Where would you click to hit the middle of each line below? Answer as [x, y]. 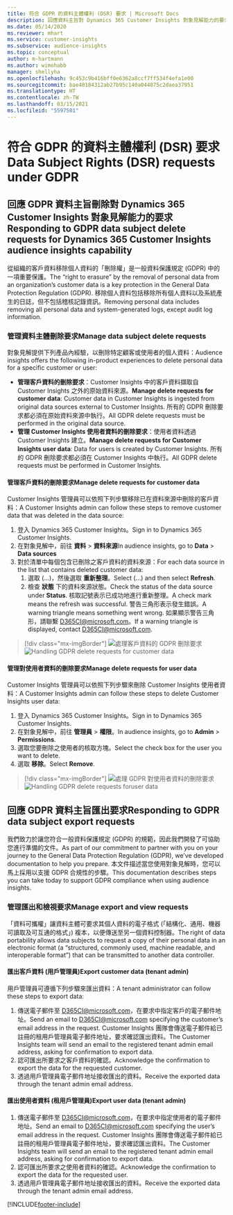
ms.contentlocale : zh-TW [43, 98]
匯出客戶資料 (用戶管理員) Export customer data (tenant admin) [98, 972]
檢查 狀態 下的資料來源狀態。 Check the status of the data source [120, 587]
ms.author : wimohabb [37, 65]
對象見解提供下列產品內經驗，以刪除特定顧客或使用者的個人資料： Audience [115, 352]
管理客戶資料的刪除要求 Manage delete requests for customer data [103, 482]
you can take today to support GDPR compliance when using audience [108, 881]
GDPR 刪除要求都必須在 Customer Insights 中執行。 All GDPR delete [121, 458]
